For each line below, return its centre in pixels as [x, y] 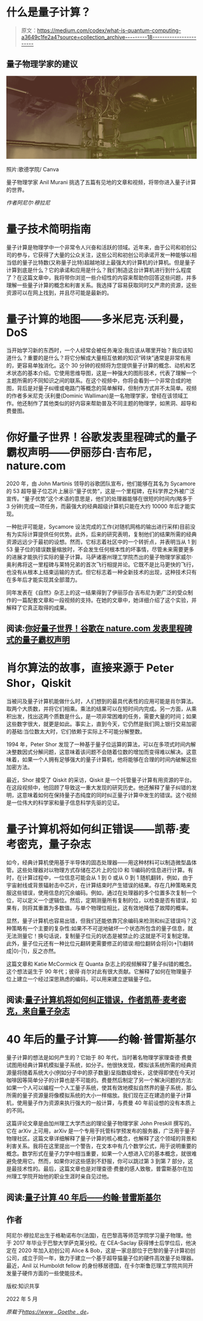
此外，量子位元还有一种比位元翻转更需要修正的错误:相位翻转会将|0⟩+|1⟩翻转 [100, 943]
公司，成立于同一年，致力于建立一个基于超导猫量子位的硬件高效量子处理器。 [101, 1258]
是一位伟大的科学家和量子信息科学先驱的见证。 [64, 803]
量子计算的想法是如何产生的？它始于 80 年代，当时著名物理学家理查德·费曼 [99, 1058]
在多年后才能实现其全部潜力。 [43, 580]
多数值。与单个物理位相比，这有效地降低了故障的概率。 [122, 908]
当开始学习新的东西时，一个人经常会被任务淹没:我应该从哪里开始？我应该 [97, 350]
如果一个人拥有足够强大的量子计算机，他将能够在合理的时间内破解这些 [109, 759]
